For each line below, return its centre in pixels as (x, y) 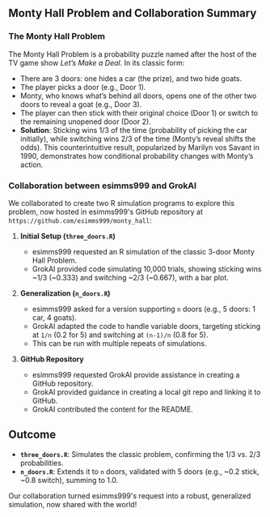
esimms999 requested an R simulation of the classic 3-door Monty (143, 251)
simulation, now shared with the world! (73, 504)
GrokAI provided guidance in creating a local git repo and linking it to (146, 391)
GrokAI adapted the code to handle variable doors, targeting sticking (146, 326)
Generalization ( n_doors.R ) (65, 293)
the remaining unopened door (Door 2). (86, 122)
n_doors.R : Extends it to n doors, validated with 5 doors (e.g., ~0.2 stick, (139, 471)
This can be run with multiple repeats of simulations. (119, 343)
